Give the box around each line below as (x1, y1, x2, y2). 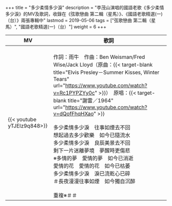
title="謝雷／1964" (68, 97, 114, 104)
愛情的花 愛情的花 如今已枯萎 (53, 162, 131, 169)
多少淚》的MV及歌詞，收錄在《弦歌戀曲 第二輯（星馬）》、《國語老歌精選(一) (5, 11, 163, 17)
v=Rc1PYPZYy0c (53, 89, 95, 96)
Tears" (53, 76, 70, 83)
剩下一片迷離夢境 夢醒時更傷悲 (53, 147, 131, 154)
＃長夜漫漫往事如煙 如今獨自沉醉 (53, 178, 136, 184)
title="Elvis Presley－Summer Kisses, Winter (53, 69, 160, 76)
